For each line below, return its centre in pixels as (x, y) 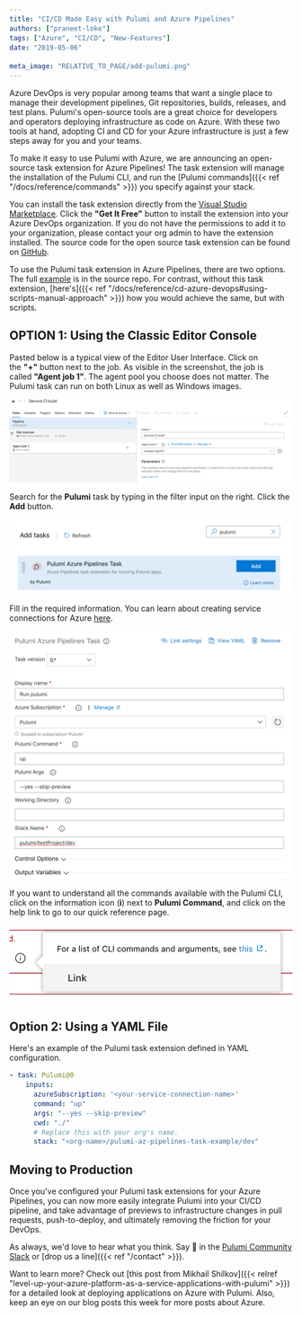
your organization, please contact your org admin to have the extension (142, 233)
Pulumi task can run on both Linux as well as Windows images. (125, 385)
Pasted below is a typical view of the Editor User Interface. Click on (134, 357)
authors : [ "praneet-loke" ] (60, 28)
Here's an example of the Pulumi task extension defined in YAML (129, 1048)
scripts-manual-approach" (58, 298)
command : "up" (60, 1104)
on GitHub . (29, 252)
